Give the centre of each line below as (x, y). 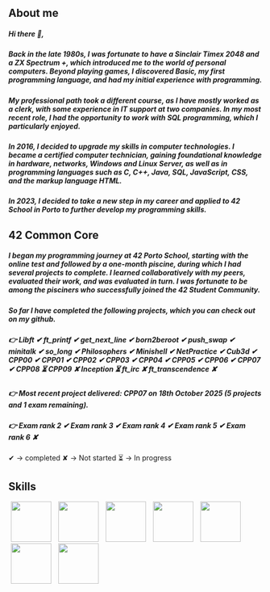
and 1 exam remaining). (48, 405)
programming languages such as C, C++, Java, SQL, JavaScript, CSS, (128, 172)
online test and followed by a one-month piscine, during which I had (125, 264)
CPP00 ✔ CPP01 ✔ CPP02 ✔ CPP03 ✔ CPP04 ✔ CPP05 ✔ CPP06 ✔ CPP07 (135, 360)
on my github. (32, 319)
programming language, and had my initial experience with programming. (135, 80)
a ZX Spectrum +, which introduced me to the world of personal (117, 63)
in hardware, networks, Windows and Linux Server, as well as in (118, 164)
